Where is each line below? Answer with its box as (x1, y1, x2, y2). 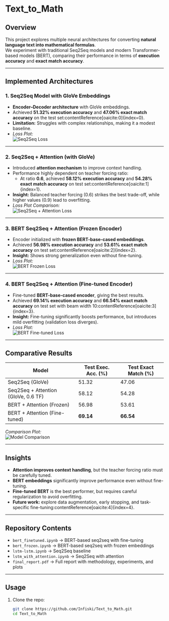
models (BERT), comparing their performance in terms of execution (19, 52, 160, 59)
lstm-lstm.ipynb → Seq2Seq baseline (12, 548, 91, 554)
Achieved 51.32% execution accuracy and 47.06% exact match (12, 109, 147, 115)
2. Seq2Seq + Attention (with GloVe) (5, 153, 95, 160)
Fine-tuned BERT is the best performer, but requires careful (12, 488, 137, 494)
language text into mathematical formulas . (5, 42, 96, 48)
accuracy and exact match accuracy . (5, 58, 84, 64)
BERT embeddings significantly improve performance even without (12, 478, 152, 484)
